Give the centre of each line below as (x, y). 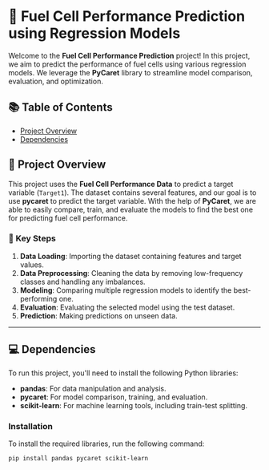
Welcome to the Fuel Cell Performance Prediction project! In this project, (129, 55)
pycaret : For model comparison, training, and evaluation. (114, 397)
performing (38, 298)
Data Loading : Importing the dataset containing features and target (130, 256)
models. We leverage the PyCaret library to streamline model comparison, (130, 72)
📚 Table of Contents (61, 107)
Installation (31, 426)
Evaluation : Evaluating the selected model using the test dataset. (127, 307)
